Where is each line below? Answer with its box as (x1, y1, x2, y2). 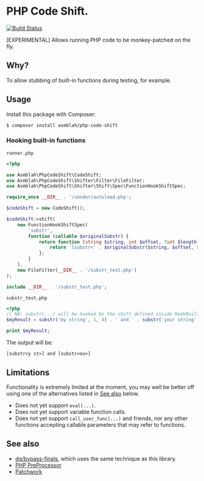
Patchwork (15, 468, 42, 475)
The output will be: (6, 339, 53, 346)
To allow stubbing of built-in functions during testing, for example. (6, 76, 172, 84)
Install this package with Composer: (6, 110, 96, 118)
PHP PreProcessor (15, 461, 62, 469)
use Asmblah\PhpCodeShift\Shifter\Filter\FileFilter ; (6, 177, 146, 183)
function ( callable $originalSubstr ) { (28, 233, 129, 239)
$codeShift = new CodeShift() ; (6, 205, 86, 212)
